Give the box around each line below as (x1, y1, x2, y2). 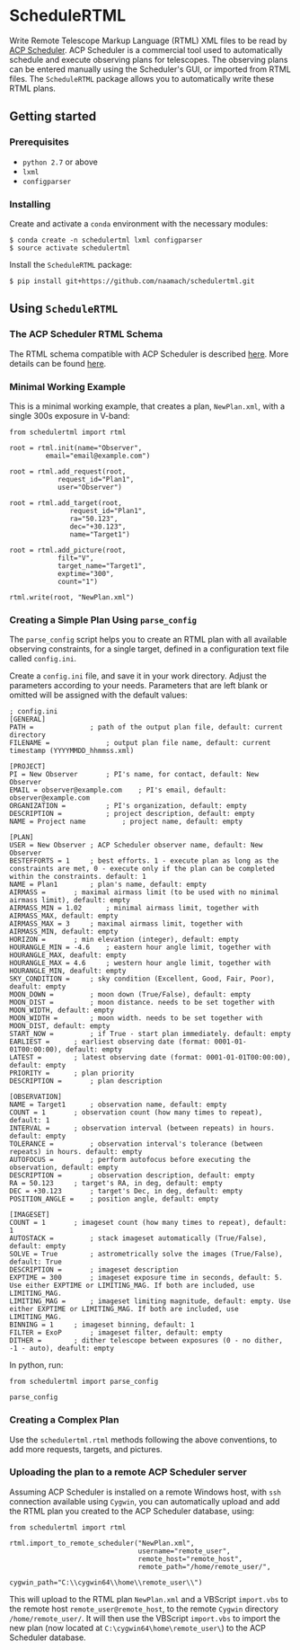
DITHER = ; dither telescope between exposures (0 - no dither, (9, 1336, 283, 1345)
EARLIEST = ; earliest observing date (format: (9, 1037, 211, 1047)
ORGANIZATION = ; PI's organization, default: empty (9, 802, 247, 811)
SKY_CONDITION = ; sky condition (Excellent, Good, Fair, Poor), (9, 974, 276, 984)
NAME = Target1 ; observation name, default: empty (9, 1100, 227, 1110)
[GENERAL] (9, 715, 47, 724)
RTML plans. (9, 83, 57, 93)
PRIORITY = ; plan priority (9, 1069, 135, 1078)
